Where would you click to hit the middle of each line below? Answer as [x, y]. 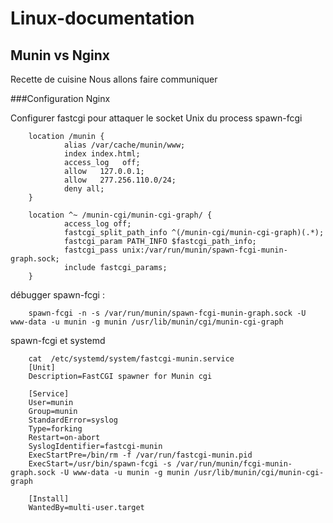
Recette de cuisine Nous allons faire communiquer [114, 79]
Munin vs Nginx [60, 55]
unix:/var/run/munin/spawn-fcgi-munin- [204, 250]
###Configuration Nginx [60, 98]
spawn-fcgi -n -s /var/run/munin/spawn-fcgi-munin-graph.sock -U [167, 313]
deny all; [84, 189]
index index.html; [102, 154]
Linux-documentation [102, 18]
